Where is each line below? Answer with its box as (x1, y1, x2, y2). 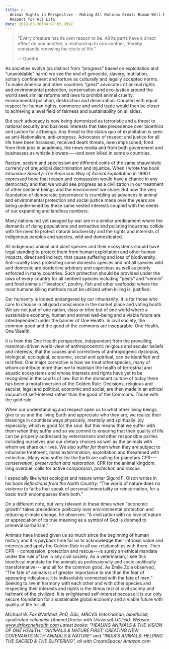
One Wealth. (5, 328, 31, 334)
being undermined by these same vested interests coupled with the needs (5, 202, 159, 209)
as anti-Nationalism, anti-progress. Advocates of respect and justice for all (5, 134, 160, 140)
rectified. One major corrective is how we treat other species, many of (5, 359, 150, 366)
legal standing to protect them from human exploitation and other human (5, 249, 156, 255)
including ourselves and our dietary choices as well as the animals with (5, 439, 152, 445)
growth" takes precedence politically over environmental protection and (5, 507, 154, 513)
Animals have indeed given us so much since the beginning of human (5, 532, 149, 538)
